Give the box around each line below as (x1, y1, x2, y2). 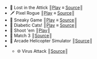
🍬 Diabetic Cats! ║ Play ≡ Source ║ (9, 22, 77, 28)
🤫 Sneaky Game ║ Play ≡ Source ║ (9, 17, 77, 23)
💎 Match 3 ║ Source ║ (9, 33, 52, 39)
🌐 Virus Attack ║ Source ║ (17, 48, 69, 54)
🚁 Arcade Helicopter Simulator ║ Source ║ (9, 38, 93, 43)
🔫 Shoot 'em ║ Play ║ (9, 27, 50, 33)
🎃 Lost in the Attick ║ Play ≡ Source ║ (9, 5, 83, 10)
